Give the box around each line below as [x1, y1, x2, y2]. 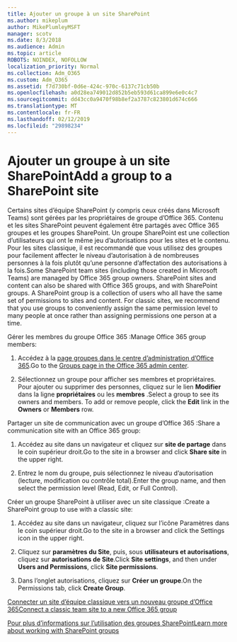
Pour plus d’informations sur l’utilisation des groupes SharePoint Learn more [7, 619, 228, 627]
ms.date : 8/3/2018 [7, 37, 62, 44]
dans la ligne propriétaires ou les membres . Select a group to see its [17, 390, 219, 399]
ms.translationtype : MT [7, 103, 78, 110]
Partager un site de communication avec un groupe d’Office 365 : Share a [7, 419, 221, 428]
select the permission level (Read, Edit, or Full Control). [17, 484, 178, 493]
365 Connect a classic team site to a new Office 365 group [7, 605, 178, 614]
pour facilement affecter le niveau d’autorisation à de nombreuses [7, 251, 200, 260]
